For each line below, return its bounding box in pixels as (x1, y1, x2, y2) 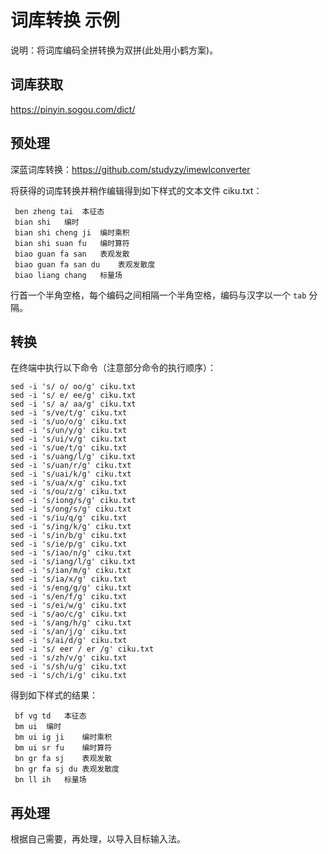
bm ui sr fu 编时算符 (14, 743, 113, 753)
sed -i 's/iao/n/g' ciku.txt (10, 548, 132, 558)
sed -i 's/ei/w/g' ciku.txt (10, 601, 128, 611)
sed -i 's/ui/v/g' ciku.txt (10, 434, 128, 445)
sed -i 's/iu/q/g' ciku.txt (10, 513, 128, 523)
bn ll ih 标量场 (14, 775, 87, 785)
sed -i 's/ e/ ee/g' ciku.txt (10, 391, 137, 401)
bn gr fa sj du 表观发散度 (14, 764, 120, 775)
